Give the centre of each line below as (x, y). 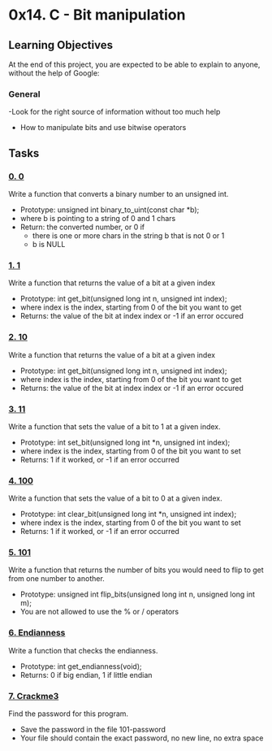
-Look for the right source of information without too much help (114, 112)
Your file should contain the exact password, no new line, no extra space (142, 738)
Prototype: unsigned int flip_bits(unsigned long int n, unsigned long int (138, 594)
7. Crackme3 (34, 696)
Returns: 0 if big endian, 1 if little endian (86, 675)
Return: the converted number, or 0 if (82, 227)
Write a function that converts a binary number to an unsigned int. (119, 193)
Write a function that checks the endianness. (83, 650)
